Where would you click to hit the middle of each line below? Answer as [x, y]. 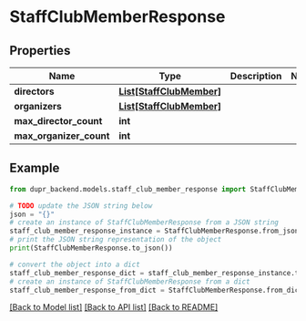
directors [34, 91]
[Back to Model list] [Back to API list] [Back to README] [114, 307]
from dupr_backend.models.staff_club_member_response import [128, 189]
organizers [38, 106]
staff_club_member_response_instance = [85, 231]
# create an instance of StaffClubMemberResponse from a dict [130, 281]
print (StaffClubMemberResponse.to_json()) [91, 248]
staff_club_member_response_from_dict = [87, 290]
